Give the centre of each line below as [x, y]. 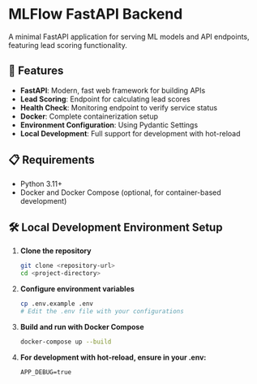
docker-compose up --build [66, 342]
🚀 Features [36, 71]
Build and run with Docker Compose [82, 326]
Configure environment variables [77, 289]
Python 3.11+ [41, 183]
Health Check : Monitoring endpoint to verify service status [118, 107]
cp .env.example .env [56, 304]
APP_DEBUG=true [46, 372]
